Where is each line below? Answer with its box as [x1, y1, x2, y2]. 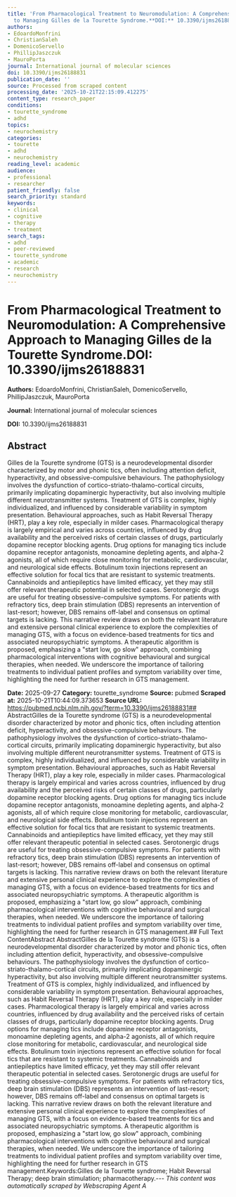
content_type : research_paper [7, 96, 96, 103]
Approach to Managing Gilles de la [7, 332, 212, 348]
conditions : [7, 102, 42, 109]
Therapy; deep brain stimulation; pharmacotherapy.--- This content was [7, 1175, 216, 1183]
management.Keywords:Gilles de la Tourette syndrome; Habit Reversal [7, 1167, 211, 1175]
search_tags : [7, 233, 46, 240]
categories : [7, 134, 42, 141]
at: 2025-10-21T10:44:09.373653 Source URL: [7, 697, 143, 705]
